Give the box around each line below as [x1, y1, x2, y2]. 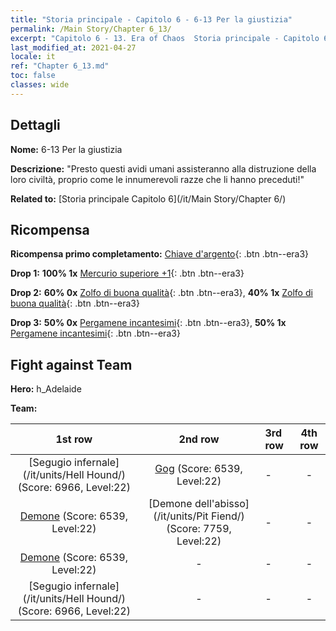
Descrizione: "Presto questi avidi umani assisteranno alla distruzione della [10, 162, 317, 175]
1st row [55, 432, 93, 446]
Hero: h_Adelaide [10, 383, 82, 395]
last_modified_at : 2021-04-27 [10, 42, 137, 53]
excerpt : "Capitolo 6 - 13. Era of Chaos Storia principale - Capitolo [10, 33, 320, 43]
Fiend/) [210, 509, 245, 523]
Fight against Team [10, 356, 133, 373]
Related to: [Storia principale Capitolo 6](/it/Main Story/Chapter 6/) [10, 192, 287, 205]
